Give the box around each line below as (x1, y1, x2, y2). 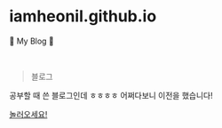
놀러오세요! (9, 108, 48, 119)
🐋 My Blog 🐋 (9, 36, 55, 46)
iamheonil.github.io (9, 6, 157, 27)
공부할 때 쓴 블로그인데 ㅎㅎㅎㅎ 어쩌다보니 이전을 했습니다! (9, 90, 213, 100)
